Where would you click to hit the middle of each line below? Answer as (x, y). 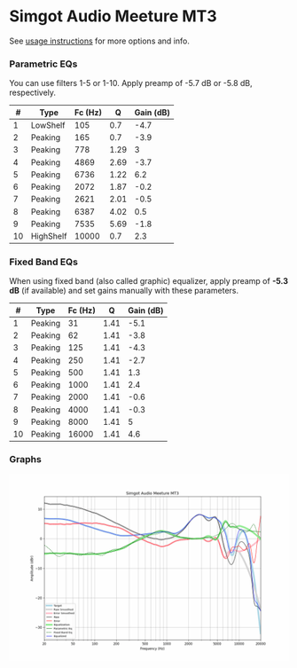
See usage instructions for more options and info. (100, 41)
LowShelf (48, 125)
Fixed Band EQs (43, 262)
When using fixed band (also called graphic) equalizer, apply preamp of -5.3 (148, 281)
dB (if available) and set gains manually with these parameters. (124, 291)
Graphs (25, 460)
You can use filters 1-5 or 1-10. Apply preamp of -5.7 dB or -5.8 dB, (131, 83)
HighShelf (49, 236)
